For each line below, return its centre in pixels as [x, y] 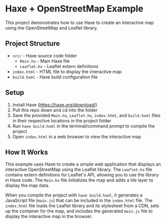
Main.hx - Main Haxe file [45, 61]
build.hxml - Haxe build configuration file [55, 77]
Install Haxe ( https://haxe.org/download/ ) [55, 104]
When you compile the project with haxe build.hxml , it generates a [74, 195]
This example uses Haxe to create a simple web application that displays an [83, 164]
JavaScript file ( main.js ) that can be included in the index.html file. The [79, 200]
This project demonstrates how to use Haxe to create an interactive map [79, 22]
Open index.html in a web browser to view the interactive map [77, 136]
